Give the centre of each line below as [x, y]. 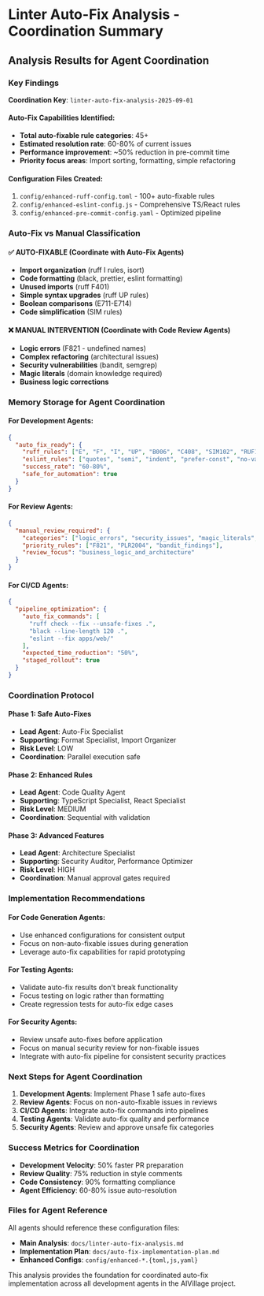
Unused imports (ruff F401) [64, 287]
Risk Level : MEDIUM [53, 809]
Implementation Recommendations [77, 899]
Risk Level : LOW [46, 749]
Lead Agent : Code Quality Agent [72, 792]
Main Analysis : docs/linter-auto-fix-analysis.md [102, 1242]
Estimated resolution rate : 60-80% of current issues [105, 144]
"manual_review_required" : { [63, 531]
